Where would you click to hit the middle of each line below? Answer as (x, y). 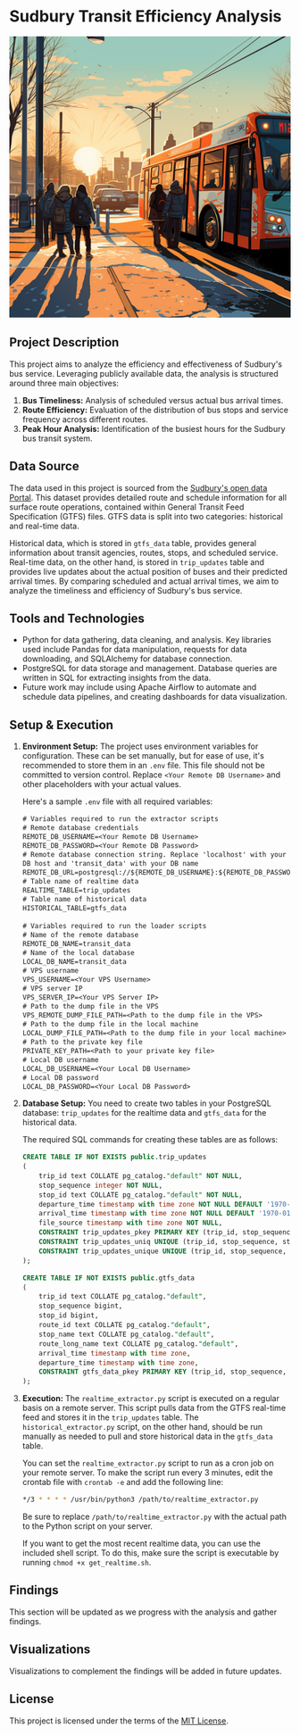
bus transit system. (57, 438)
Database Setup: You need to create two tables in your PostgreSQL (147, 1103)
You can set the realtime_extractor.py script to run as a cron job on (148, 1463)
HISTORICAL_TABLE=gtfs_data (74, 909)
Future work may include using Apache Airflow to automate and (139, 687)
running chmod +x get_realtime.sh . (87, 1563)
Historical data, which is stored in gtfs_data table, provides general (133, 543)
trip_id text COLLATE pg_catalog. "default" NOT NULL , (141, 1175)
